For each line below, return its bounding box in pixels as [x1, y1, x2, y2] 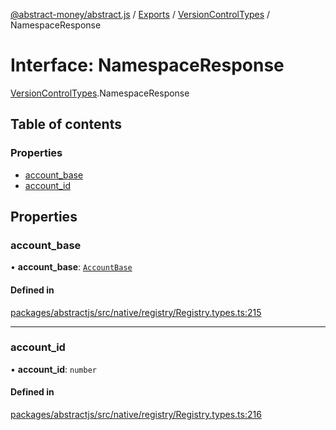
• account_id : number [10, 363, 97, 375]
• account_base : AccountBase [10, 261, 133, 273]
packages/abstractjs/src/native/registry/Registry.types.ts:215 [10, 306, 262, 318]
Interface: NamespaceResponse [10, 54, 285, 77]
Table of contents [10, 116, 122, 133]
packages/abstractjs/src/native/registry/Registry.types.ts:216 [10, 409, 262, 421]
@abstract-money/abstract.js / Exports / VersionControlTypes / [10, 9, 271, 20]
